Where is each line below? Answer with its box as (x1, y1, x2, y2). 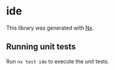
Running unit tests (6, 42, 76, 52)
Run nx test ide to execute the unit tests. (6, 57, 110, 65)
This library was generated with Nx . (6, 24, 94, 31)
